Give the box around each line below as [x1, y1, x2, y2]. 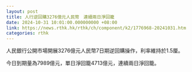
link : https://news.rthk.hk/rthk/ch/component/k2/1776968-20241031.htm [6, 25, 186, 31]
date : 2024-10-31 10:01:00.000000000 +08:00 [6, 19, 118, 25]
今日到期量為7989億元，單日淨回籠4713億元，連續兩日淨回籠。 [6, 60, 160, 67]
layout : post [6, 8, 38, 15]
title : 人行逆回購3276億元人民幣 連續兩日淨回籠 [6, 14, 115, 20]
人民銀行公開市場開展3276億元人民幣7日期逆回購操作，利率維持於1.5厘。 [6, 47, 184, 54]
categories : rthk [6, 30, 49, 36]
